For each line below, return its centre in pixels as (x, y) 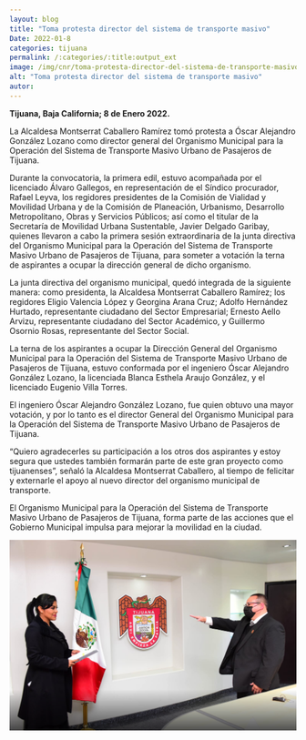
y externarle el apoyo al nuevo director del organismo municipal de (135, 480)
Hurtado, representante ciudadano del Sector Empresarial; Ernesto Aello (145, 311)
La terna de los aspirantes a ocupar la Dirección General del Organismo (143, 348)
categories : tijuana (49, 48)
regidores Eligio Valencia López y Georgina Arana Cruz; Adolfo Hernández (149, 301)
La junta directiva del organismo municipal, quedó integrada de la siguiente (150, 282)
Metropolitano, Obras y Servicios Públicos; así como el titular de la (134, 216)
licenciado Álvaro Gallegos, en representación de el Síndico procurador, (144, 188)
